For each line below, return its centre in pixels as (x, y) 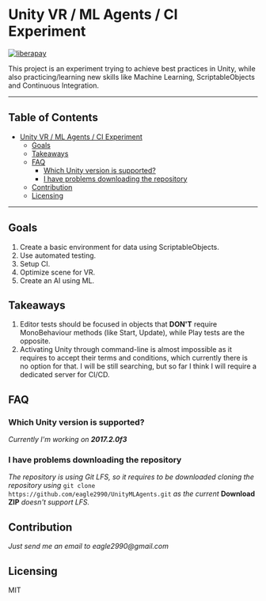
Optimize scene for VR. (57, 272)
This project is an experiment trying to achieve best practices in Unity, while (132, 68)
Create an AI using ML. (57, 280)
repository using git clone (52, 486)
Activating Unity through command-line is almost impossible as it (125, 350)
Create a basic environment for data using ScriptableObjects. (120, 247)
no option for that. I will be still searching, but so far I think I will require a (138, 366)
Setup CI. (35, 263)
